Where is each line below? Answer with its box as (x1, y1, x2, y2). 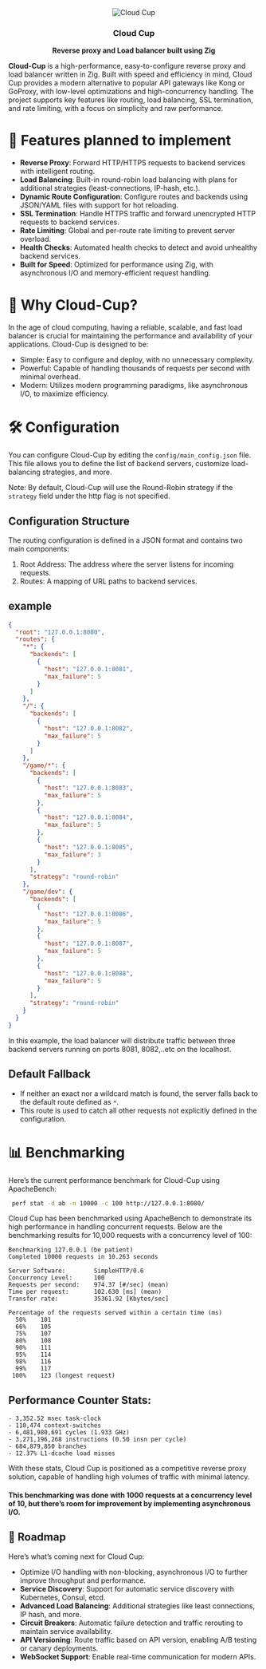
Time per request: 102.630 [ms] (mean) (8, 1288, 162, 1296)
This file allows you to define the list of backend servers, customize (8, 459, 229, 469)
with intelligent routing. (19, 167, 96, 176)
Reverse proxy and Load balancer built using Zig (52, 45, 216, 55)
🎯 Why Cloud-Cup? (8, 296, 138, 314)
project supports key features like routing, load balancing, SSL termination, (8, 95, 253, 105)
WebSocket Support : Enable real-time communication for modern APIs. (19, 1651, 256, 1661)
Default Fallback (8, 1067, 92, 1081)
